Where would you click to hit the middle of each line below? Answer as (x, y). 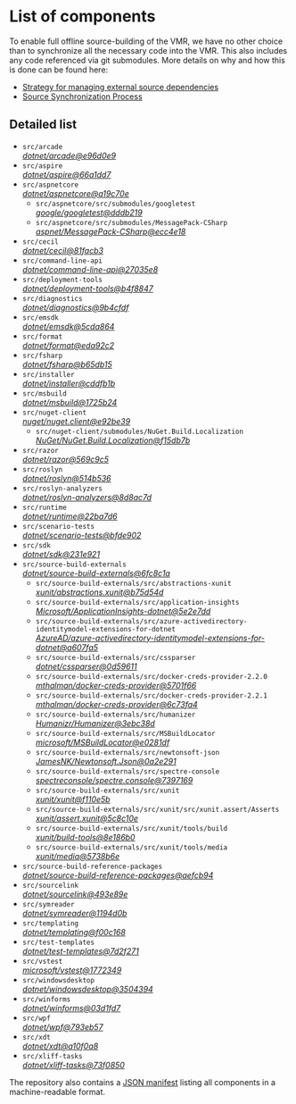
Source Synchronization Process (82, 96)
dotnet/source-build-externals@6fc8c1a (96, 573)
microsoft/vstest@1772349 (72, 970)
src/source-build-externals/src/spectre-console (127, 771)
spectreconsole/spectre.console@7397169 (114, 780)
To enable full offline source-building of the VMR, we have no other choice (146, 41)
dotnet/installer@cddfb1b (69, 383)
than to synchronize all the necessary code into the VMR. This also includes (148, 50)
